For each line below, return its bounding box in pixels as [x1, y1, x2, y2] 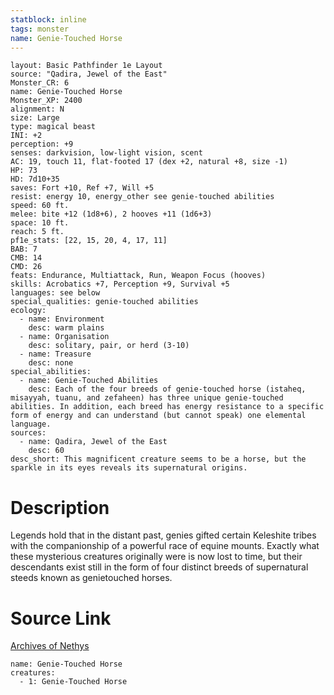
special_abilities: [10, 367, 92, 377]
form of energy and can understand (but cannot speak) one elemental [10, 411, 307, 421]
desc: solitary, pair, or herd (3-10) [28, 341, 190, 351]
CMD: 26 [10, 262, 43, 272]
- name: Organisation [19, 332, 110, 342]
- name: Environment [19, 314, 105, 325]
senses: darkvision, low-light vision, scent [10, 148, 203, 158]
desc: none [28, 358, 74, 368]
